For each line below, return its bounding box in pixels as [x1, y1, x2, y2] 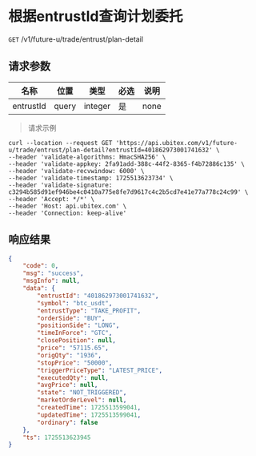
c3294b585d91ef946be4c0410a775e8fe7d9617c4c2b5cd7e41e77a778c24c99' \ [8, 188, 249, 196]
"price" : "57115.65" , [37, 344, 110, 353]
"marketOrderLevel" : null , [37, 396, 127, 405]
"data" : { [22, 284, 56, 293]
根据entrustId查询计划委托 [8, 7, 183, 26]
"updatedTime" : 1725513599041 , [37, 410, 142, 419]
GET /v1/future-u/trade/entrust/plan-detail [8, 34, 144, 44]
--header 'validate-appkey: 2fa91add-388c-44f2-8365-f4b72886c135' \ [8, 159, 246, 168]
